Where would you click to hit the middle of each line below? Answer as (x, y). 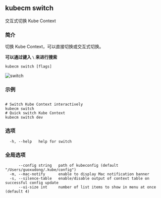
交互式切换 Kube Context (30, 21)
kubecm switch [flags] (28, 66)
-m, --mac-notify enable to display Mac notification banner (80, 174)
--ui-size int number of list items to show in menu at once (87, 187)
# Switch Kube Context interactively (44, 104)
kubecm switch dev (24, 118)
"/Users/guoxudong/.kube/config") (41, 170)
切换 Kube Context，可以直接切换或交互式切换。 (54, 47)
